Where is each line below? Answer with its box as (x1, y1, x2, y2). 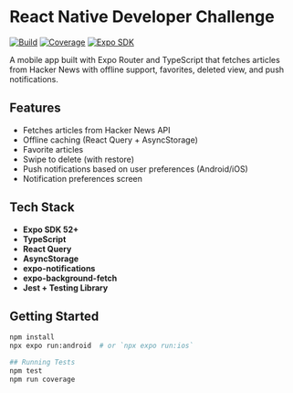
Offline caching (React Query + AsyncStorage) (22, 134, 198, 145)
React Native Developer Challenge (9, 6, 276, 27)
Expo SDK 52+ (22, 224, 79, 235)
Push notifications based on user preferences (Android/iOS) (22, 163, 248, 175)
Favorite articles (22, 143, 84, 154)
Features (9, 101, 61, 116)
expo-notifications (22, 262, 96, 273)
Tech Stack (9, 199, 75, 216)
